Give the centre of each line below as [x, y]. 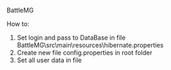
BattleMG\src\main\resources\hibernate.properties [90, 45]
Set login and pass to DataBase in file [71, 37]
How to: [18, 24]
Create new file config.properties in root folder [84, 53]
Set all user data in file [49, 60]
